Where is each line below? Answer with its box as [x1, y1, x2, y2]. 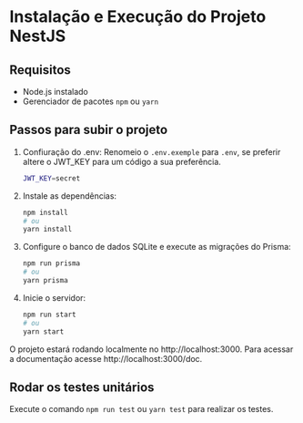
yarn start [22, 326, 65, 336]
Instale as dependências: [22, 190, 116, 201]
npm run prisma [22, 259, 81, 268]
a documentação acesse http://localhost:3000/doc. [9, 353, 203, 364]
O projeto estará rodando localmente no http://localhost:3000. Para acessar [9, 344, 294, 355]
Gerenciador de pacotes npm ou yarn [22, 96, 159, 107]
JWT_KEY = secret [22, 173, 81, 183]
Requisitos [9, 62, 71, 77]
